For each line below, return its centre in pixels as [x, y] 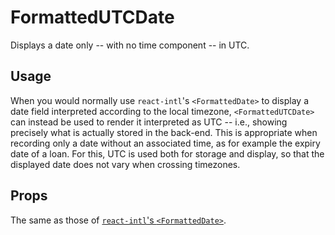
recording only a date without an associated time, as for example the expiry [165, 143]
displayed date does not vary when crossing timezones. [125, 164]
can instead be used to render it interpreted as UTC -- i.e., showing [149, 122]
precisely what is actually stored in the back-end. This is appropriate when [164, 132]
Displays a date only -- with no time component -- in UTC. [130, 45]
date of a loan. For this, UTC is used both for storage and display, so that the [167, 153]
